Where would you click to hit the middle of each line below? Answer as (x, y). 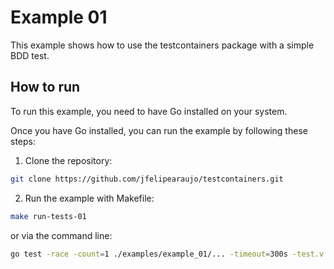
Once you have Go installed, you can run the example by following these (159, 130)
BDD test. (30, 55)
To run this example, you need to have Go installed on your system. (149, 111)
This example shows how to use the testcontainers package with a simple (162, 45)
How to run (45, 87)
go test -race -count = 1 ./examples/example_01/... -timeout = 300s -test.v (167, 254)
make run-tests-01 (48, 216)
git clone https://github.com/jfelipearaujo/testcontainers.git (147, 179)
